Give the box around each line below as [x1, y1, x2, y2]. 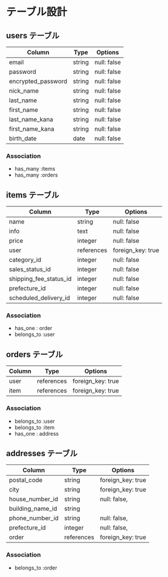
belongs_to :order [14, 564, 57, 571]
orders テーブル [6, 349, 63, 359]
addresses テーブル [6, 448, 78, 458]
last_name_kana [9, 116, 54, 123]
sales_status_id [9, 265, 51, 273]
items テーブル [6, 190, 60, 200]
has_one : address [14, 430, 59, 437]
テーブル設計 [6, 5, 67, 19]
